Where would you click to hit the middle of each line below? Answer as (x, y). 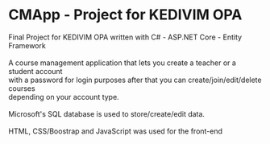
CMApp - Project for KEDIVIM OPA (125, 15)
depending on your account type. (64, 97)
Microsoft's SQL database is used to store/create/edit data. (107, 113)
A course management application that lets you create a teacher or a (122, 63)
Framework (27, 45)
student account (35, 71)
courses (22, 88)
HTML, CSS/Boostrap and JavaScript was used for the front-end (116, 131)
